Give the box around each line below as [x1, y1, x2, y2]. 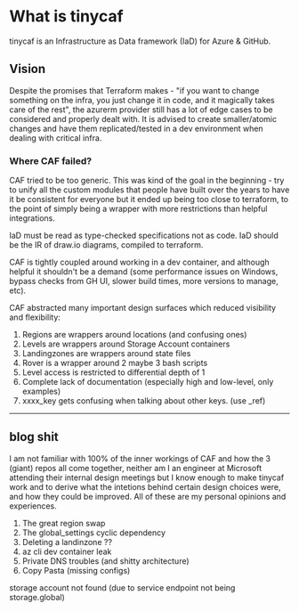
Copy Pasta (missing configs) [21, 565, 131, 575]
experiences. [9, 501, 58, 511]
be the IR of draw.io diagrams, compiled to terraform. [9, 240, 204, 250]
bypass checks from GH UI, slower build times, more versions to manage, [9, 276, 279, 287]
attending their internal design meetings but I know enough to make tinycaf [9, 472, 285, 483]
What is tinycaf [9, 6, 124, 27]
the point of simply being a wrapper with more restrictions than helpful [9, 203, 268, 215]
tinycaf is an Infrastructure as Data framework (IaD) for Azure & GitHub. [9, 36, 271, 46]
